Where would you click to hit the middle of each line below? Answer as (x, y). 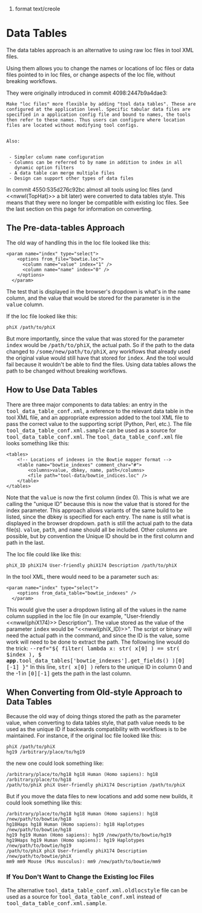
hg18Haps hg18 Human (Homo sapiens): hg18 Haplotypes (76, 824)
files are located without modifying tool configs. (73, 125)
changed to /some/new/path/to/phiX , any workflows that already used (98, 351)
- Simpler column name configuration (56, 157)
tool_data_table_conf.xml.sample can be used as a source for (91, 430)
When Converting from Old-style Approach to (94, 692)
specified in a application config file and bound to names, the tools (98, 115)
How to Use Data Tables (52, 390)
